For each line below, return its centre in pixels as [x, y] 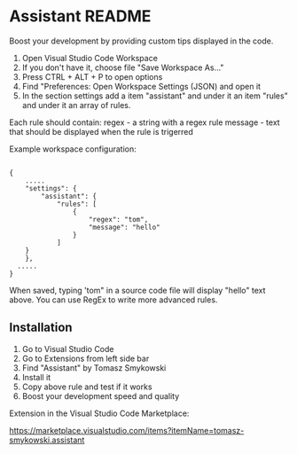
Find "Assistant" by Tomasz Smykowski [94, 368]
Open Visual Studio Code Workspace [90, 58]
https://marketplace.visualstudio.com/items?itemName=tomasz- [127, 430]
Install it [36, 377]
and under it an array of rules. [76, 105]
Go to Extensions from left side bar [86, 358]
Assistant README [80, 16]
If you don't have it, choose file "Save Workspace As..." [123, 67]
